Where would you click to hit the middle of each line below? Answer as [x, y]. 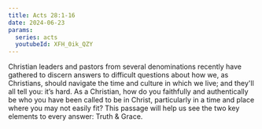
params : [21, 30]
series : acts [37, 37]
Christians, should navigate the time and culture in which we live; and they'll [131, 84]
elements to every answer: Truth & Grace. [76, 116]
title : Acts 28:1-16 [42, 15]
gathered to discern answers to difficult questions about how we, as [118, 75]
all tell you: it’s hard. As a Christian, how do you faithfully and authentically [129, 91]
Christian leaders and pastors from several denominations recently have [125, 66]
